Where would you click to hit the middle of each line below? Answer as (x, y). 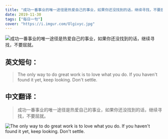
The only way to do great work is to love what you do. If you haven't (87, 74)
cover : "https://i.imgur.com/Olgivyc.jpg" (50, 24)
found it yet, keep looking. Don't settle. (57, 80)
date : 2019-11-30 (23, 14)
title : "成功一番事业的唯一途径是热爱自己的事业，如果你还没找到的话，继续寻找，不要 (83, 10)
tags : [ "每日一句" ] (24, 19)
